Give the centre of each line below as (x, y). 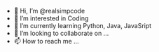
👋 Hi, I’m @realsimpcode (49, 11)
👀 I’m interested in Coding (51, 18)
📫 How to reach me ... (46, 41)
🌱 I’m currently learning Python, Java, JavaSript (83, 26)
